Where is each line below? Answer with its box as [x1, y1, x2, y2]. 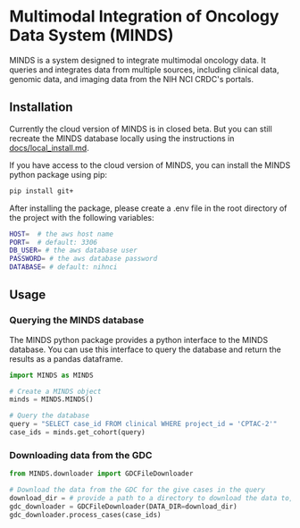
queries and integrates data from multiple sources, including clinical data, [9, 64, 279, 75]
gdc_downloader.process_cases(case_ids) [9, 510, 162, 519]
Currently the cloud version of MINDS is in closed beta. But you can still [9, 123, 272, 134]
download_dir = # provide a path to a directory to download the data [9, 493, 278, 502]
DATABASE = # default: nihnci [9, 263, 118, 272]
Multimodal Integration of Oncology [9, 6, 279, 27]
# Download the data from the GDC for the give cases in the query [9, 485, 266, 495]
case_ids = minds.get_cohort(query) [9, 428, 146, 437]
